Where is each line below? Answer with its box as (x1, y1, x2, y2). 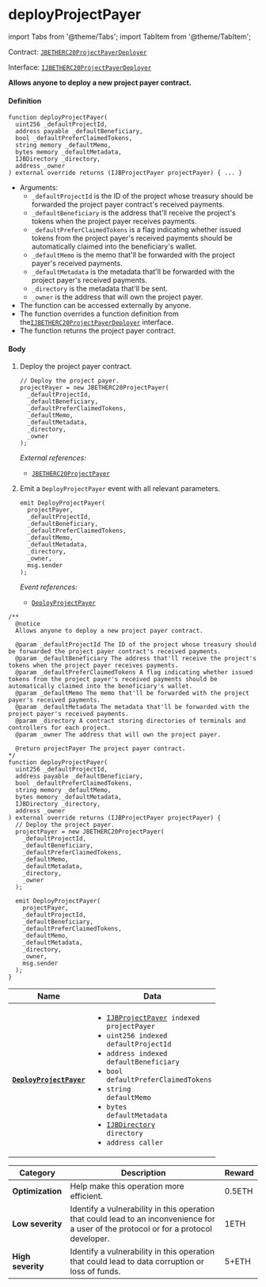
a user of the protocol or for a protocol (70, 1224, 212, 1235)
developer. (70, 1233, 110, 1244)
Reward (224, 1167, 254, 1178)
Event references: (19, 582, 78, 592)
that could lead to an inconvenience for (70, 1213, 215, 1224)
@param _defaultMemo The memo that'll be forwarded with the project (15, 689, 249, 698)
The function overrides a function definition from (19, 309, 180, 318)
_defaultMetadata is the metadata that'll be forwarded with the (31, 267, 235, 276)
